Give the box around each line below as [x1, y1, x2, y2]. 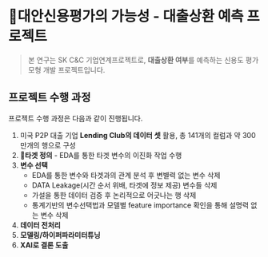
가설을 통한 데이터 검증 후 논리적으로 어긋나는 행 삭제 [31, 190, 197, 200]
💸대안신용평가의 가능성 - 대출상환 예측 [8, 7, 244, 26]
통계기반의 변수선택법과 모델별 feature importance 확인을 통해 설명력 [31, 200, 250, 210]
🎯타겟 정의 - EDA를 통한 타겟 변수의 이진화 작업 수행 [19, 150, 182, 160]
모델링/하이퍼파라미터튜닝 [19, 230, 101, 239]
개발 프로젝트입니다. [42, 65, 106, 74]
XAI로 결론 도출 [19, 240, 69, 250]
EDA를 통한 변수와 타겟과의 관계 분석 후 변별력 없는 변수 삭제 [31, 170, 221, 180]
